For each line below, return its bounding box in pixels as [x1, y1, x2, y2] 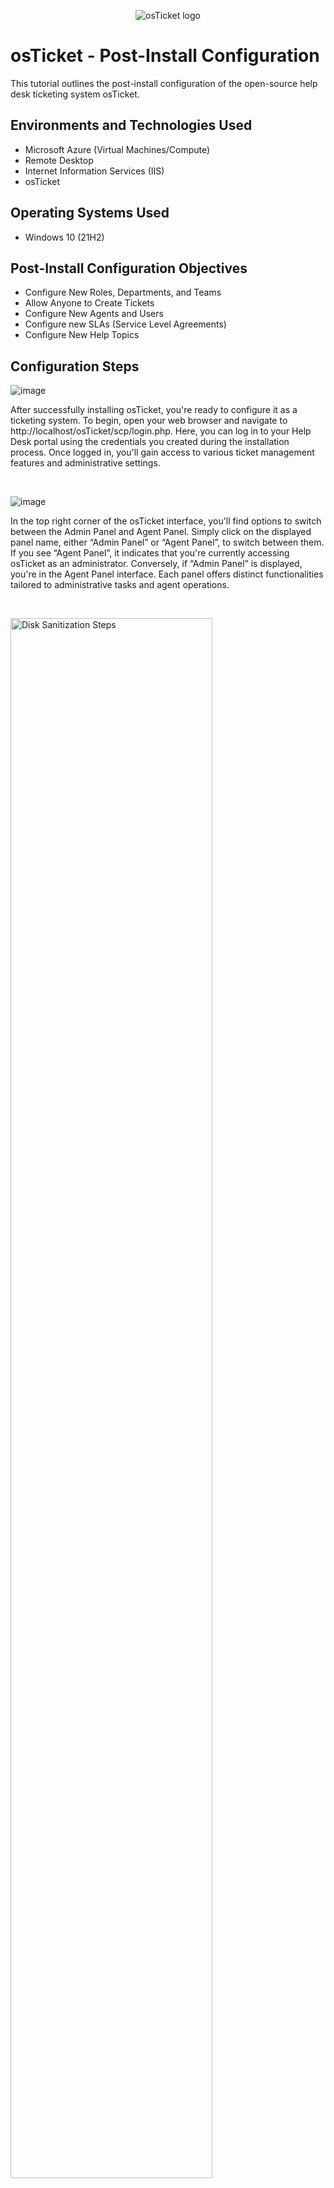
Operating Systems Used [10, 205, 170, 222]
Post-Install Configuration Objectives [10, 260, 248, 277]
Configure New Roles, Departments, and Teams [24, 286, 222, 299]
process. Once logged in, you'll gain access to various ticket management [10, 446, 315, 459]
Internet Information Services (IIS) [24, 165, 165, 177]
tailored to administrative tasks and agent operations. [10, 579, 230, 591]
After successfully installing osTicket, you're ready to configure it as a [10, 404, 298, 416]
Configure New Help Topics [24, 329, 140, 341]
